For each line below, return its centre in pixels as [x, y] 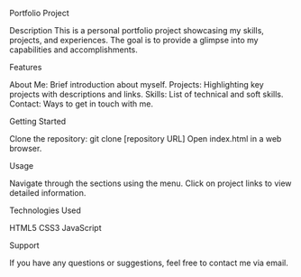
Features [26, 67]
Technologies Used [45, 210]
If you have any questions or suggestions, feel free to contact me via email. [149, 263]
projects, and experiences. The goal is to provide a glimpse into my [134, 40]
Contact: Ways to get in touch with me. [81, 104]
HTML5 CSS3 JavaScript [55, 228]
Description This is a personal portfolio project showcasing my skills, [137, 30]
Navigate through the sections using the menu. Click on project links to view [150, 183]
